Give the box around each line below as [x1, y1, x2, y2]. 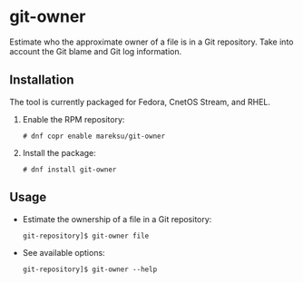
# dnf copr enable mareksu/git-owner [22, 132, 166, 141]
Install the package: [22, 147, 97, 158]
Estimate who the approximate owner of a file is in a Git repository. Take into [9, 36, 294, 47]
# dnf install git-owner [22, 165, 117, 174]
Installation [9, 73, 74, 88]
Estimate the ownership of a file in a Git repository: [22, 213, 212, 224]
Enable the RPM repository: [22, 113, 125, 124]
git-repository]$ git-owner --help [22, 265, 158, 274]
